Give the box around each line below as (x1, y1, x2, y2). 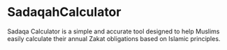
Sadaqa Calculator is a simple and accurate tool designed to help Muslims (7, 27, 220, 35)
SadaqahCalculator (7, 4, 122, 20)
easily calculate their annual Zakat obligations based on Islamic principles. (7, 34, 221, 42)
